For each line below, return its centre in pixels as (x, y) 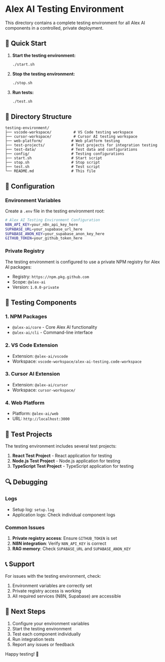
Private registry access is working (47, 591)
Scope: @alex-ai (29, 281)
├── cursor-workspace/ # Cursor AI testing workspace (71, 137)
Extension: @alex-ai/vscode (40, 356)
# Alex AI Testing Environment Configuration (52, 220)
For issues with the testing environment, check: (53, 576)
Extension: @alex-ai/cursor (40, 384)
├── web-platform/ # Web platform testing (63, 141)
